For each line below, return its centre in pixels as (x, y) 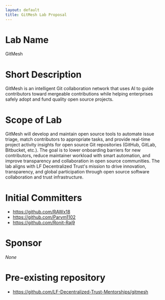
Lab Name (27, 40)
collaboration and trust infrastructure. (44, 177)
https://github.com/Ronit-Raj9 (44, 223)
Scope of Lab (34, 120)
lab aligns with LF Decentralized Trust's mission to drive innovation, (76, 166)
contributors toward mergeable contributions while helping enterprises (79, 94)
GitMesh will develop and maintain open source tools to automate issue (80, 134)
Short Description (44, 74)
